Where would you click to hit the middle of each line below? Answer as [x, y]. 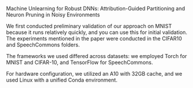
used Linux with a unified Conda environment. [62, 80]
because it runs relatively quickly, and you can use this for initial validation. [97, 32]
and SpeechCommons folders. [43, 45]
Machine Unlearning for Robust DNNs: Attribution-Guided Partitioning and [96, 9]
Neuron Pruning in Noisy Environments [53, 15]
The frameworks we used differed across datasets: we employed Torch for [96, 56]
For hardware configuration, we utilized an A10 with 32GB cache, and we [94, 74]
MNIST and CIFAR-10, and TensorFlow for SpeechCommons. [79, 62]
